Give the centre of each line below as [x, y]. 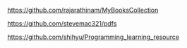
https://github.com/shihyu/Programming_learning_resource [93, 37]
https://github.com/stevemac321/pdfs [62, 23]
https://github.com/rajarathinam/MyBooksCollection [83, 10]
